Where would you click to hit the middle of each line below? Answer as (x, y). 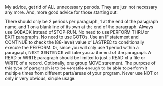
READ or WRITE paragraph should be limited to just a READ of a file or (75, 58)
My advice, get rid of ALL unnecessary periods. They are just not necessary (81, 7)
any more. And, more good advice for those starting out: (62, 12)
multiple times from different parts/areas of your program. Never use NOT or (82, 73)
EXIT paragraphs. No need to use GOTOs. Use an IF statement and (72, 37)
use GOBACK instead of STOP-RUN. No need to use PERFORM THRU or (77, 32)
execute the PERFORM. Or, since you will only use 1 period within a (72, 47)
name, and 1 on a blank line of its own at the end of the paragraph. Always (79, 27)
